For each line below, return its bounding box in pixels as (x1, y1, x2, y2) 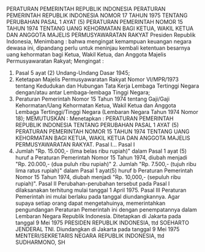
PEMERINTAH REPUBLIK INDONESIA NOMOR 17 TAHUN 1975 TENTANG (6, 12, 188, 19)
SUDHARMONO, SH (15, 239, 65, 246)
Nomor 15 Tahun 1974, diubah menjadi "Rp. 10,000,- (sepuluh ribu (15, 174, 181, 180)
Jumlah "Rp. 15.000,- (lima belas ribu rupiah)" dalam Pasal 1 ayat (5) (15, 147, 187, 155)
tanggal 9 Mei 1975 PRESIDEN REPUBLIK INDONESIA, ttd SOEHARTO (15, 219, 190, 226)
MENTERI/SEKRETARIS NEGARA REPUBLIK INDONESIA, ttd (15, 232, 165, 239)
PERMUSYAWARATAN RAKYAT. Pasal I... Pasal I (15, 141, 135, 148)
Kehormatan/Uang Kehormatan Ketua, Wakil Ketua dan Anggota (15, 102, 176, 109)
